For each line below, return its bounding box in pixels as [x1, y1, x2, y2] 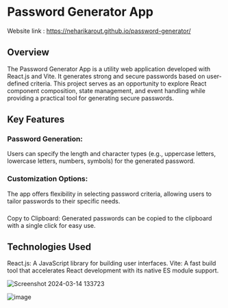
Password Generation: [7, 134, 84, 144]
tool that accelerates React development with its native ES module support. [7, 266, 219, 274]
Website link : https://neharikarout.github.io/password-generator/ [7, 27, 192, 35]
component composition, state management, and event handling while [7, 86, 205, 94]
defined [7, 79, 29, 88]
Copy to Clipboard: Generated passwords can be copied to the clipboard [7, 214, 212, 222]
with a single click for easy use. [7, 221, 96, 229]
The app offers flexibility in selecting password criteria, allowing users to [7, 190, 212, 198]
